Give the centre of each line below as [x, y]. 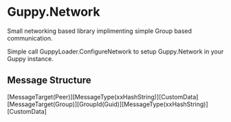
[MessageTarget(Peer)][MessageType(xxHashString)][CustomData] [103, 97]
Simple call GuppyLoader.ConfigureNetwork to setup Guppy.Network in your [115, 51]
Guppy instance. [30, 58]
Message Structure [49, 81]
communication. [30, 38]
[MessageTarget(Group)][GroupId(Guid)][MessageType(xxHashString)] [108, 104]
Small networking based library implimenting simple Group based [100, 31]
